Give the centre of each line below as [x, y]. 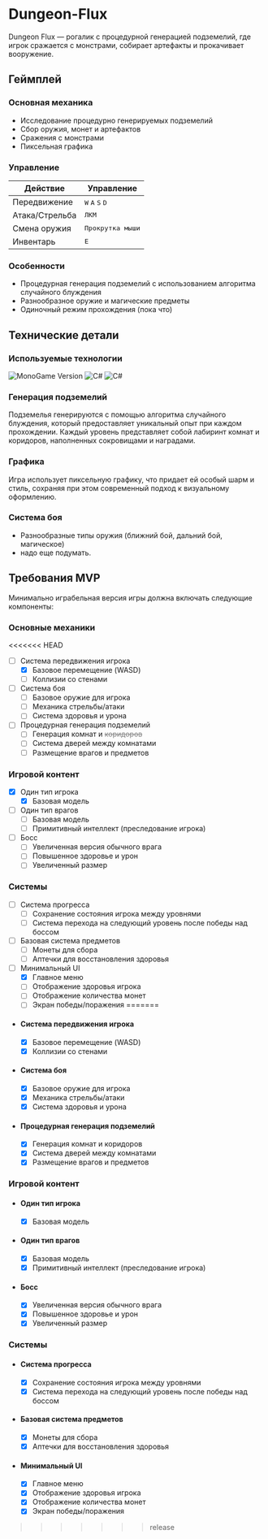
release [162, 1528]
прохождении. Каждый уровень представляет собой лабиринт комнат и [134, 432]
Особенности [37, 266]
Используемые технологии [66, 358]
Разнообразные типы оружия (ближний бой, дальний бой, [121, 535]
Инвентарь [34, 241]
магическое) [42, 544]
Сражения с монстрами [62, 137]
